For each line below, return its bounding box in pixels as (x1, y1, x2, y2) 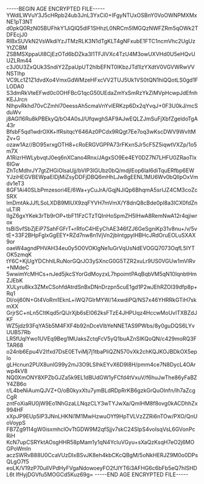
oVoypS (6, 419, 26, 426)
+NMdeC (6, 264, 29, 271)
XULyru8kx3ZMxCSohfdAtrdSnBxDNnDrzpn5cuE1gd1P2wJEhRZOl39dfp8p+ (6, 283, 198, 290)
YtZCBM (6, 44, 27, 51)
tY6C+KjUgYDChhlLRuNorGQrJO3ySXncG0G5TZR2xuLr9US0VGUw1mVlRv (6, 258, 196, 264)
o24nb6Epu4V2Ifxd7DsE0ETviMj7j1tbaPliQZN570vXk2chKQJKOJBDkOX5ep (6, 348, 198, 355)
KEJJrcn (6, 96, 28, 103)
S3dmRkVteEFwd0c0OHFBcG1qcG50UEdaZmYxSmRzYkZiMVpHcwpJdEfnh (6, 89, 198, 96)
